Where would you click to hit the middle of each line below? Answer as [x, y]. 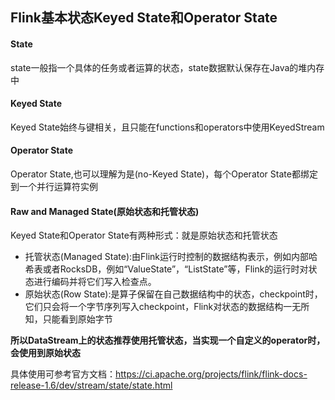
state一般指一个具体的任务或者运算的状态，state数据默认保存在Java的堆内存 [167, 67]
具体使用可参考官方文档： [63, 374]
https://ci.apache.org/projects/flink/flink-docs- [211, 374]
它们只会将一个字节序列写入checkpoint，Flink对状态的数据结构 [154, 307]
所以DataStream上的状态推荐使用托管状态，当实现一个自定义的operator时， [168, 340]
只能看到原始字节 [77, 319]
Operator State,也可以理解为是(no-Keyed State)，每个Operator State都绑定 [164, 174]
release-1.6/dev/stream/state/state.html [91, 385]
